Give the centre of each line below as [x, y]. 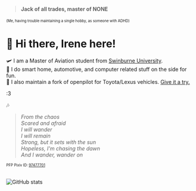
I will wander [36, 130]
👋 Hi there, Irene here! [61, 44]
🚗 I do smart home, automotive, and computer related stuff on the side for [97, 70]
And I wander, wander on [52, 155]
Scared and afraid [43, 123]
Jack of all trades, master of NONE [64, 9]
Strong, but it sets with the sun [58, 142]
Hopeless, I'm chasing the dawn [60, 149]
